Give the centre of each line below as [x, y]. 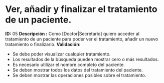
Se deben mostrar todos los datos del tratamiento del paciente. [77, 70]
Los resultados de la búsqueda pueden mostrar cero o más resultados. [86, 59]
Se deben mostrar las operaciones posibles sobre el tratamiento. [79, 75]
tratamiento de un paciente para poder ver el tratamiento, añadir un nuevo [82, 39]
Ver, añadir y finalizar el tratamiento [81, 9]
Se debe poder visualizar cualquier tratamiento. [61, 54]
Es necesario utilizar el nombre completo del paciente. [69, 64]
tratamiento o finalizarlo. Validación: [43, 44]
